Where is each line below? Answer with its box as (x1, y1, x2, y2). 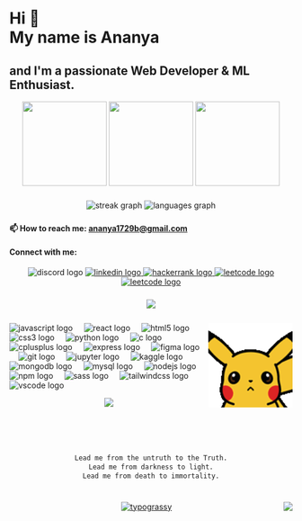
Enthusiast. (9, 76, 75, 93)
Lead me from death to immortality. (82, 472, 220, 481)
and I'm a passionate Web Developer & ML (9, 63, 250, 78)
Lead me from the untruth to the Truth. (74, 454, 228, 463)
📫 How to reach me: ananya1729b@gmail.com (9, 222, 188, 233)
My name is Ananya (9, 27, 160, 48)
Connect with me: (9, 247, 78, 257)
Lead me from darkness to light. (88, 463, 214, 472)
